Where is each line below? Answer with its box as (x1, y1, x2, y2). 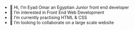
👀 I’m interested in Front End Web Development (9, 10, 104, 15)
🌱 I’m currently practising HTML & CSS (9, 15, 87, 20)
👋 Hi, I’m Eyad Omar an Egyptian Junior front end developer (9, 5, 130, 10)
